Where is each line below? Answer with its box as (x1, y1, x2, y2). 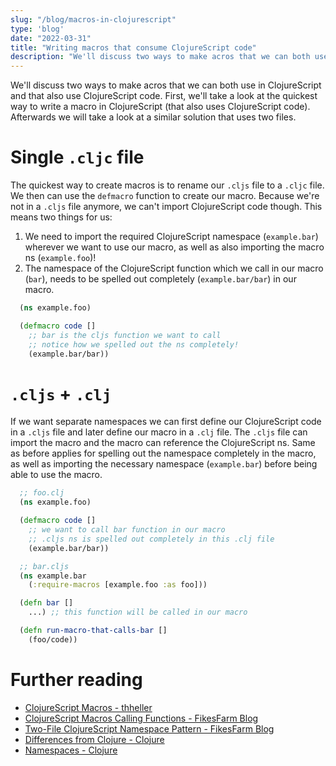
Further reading (10, 668, 143, 691)
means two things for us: (10, 211, 113, 223)
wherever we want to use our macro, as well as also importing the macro (24, 241, 325, 253)
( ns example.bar (19, 571, 87, 581)
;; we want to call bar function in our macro (28, 525, 226, 535)
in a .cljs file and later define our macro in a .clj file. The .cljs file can (10, 426, 308, 438)
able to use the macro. (10, 469, 103, 481)
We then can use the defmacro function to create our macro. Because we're (10, 190, 320, 202)
